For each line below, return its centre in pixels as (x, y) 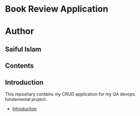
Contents (20, 66)
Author (20, 31)
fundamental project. (26, 99)
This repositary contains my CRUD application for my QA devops (70, 94)
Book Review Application (57, 9)
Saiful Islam (23, 49)
